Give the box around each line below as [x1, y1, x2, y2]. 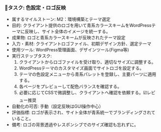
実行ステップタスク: [11, 53, 52, 59]
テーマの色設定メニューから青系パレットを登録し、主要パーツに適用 [19, 71, 157, 77]
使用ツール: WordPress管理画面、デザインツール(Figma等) [11, 47, 129, 53]
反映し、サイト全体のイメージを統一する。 [24, 28, 111, 35]
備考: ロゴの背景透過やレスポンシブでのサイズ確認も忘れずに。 [11, 122, 139, 128]
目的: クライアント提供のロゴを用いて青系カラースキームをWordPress [11, 22, 152, 28]
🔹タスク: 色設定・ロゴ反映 [4, 4, 67, 11]
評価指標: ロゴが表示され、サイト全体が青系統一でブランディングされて [11, 110, 156, 115]
